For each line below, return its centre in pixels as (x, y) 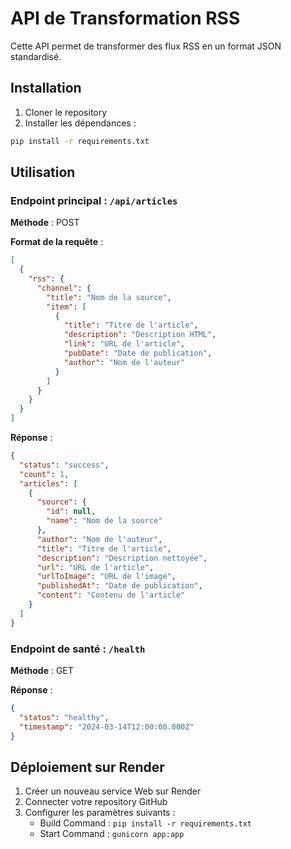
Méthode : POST (45, 223)
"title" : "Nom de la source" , (109, 297)
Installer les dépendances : (80, 123)
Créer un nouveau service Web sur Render (113, 791)
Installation (46, 88)
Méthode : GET (42, 670)
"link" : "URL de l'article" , (124, 344)
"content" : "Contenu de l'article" (111, 595)
